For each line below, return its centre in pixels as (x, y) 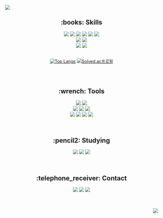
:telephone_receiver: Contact (81, 178)
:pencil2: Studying (81, 140)
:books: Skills (81, 22)
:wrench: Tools (81, 91)
